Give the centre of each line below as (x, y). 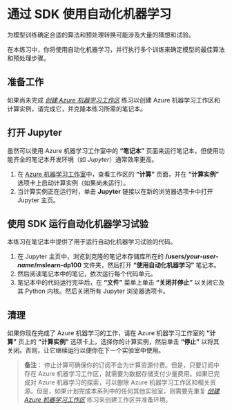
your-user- (202, 256)
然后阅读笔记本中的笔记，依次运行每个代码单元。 (87, 274)
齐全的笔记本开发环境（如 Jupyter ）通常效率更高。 (85, 159)
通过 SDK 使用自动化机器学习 (89, 14)
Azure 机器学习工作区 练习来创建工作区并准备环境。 (98, 400)
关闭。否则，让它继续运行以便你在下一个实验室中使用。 (86, 350)
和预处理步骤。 (28, 58)
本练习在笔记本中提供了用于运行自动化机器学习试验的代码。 (92, 242)
